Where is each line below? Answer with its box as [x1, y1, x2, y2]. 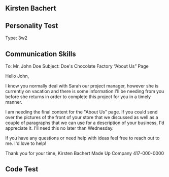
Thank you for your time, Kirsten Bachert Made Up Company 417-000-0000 [5, 150, 164, 157]
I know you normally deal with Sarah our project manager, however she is [5, 83, 159, 89]
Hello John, [5, 73, 29, 79]
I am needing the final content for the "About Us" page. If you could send [5, 109, 158, 115]
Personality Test [5, 21, 58, 30]
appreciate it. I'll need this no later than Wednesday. [5, 125, 114, 131]
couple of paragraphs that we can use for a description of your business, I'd [5, 120, 164, 126]
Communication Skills [5, 49, 76, 58]
